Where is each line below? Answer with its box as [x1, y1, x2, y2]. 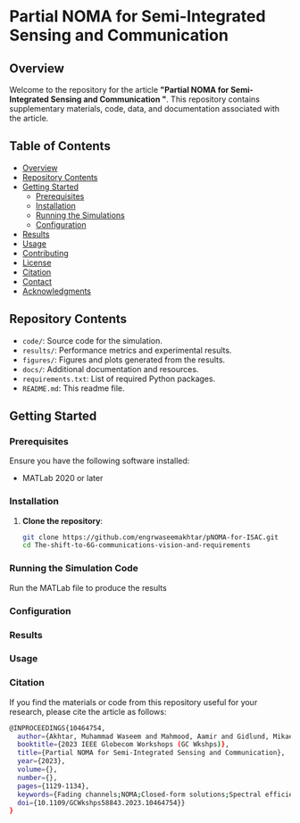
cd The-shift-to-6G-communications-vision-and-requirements [21, 541, 251, 550]
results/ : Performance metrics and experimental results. [21, 345, 232, 355]
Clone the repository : [21, 515, 104, 526]
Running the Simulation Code [9, 562, 138, 575]
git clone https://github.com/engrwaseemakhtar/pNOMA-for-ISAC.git [21, 533, 279, 542]
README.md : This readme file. [21, 382, 125, 394]
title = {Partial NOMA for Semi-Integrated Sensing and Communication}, [17, 748, 286, 758]
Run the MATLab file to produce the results [9, 582, 167, 593]
